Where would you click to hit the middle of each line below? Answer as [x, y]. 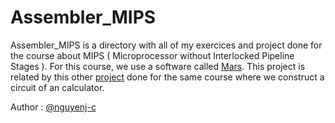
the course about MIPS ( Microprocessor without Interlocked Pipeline [152, 55]
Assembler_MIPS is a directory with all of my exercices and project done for [166, 45]
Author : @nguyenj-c [53, 107]
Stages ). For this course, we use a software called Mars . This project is [158, 66]
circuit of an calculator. [57, 87]
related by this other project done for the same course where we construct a [167, 77]
